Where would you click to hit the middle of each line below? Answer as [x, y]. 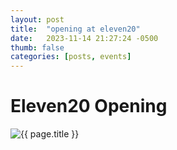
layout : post [37, 19]
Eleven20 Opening [89, 106]
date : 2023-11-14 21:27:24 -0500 [84, 38]
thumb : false [37, 47]
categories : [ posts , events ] [71, 57]
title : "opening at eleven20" [75, 29]
